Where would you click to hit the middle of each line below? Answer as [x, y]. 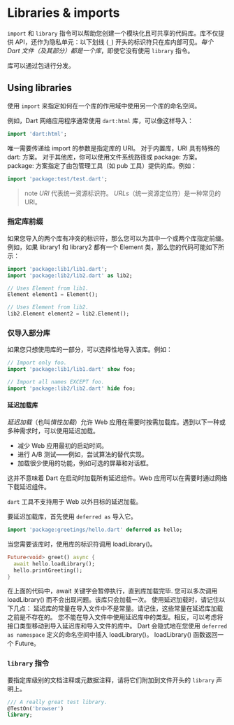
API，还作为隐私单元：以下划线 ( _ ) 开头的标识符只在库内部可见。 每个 [114, 42]
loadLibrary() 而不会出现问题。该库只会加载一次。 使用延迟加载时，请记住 [113, 600]
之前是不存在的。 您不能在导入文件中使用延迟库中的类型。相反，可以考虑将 [115, 617]
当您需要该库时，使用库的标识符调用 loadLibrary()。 [82, 544]
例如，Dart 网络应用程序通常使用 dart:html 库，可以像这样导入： [101, 120]
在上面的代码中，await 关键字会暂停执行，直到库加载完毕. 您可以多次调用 [112, 591]
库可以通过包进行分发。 [41, 65]
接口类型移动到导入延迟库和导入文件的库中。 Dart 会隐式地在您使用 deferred [117, 626]
